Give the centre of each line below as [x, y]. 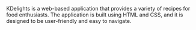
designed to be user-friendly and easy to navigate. [69, 21]
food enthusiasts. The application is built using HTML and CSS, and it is [95, 15]
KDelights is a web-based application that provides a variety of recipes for [98, 9]
